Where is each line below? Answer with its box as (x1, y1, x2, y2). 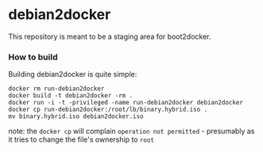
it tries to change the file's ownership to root (8, 135, 155, 144)
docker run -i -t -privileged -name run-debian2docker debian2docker (8, 99, 244, 107)
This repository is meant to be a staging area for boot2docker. (8, 32, 211, 41)
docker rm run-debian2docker (8, 85, 105, 93)
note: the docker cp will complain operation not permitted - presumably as (8, 127, 255, 136)
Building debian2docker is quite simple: (8, 70, 137, 79)
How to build (8, 51, 58, 63)
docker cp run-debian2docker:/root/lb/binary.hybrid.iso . (8, 105, 208, 114)
